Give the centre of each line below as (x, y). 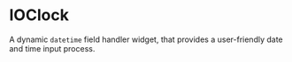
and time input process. (52, 48)
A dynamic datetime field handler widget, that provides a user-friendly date (146, 39)
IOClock (39, 15)
